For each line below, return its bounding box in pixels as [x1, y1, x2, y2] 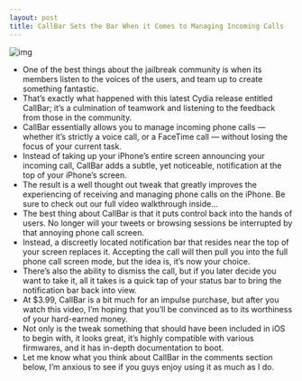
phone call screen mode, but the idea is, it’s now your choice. [22, 256, 251, 266]
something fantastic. [22, 83, 99, 94]
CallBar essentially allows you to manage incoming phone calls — [22, 121, 266, 132]
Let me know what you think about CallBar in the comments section [22, 351, 273, 362]
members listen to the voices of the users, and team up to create [22, 73, 263, 84]
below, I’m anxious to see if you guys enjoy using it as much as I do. [22, 361, 275, 372]
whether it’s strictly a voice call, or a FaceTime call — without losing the [22, 131, 288, 142]
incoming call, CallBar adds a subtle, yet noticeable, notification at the [22, 160, 282, 171]
